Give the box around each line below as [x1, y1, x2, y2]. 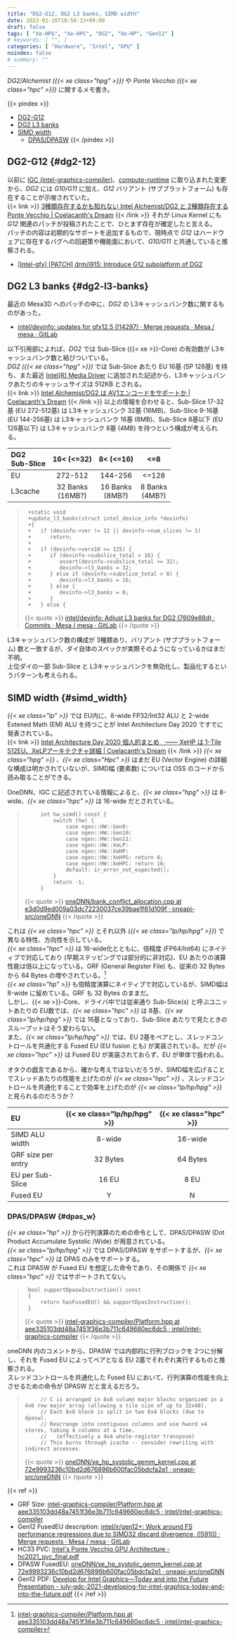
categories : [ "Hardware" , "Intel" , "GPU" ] [7, 43, 140, 50]
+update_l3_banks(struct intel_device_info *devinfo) [27, 515, 189, 522]
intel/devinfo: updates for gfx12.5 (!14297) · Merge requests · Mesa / [17, 323, 215, 331]
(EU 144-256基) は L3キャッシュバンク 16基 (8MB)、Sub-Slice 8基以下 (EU [7, 415, 223, 423]
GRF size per [11, 1150, 53, 1160]
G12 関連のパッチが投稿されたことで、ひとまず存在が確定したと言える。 [7, 219, 216, 228]
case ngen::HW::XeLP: [65, 842, 129, 849]
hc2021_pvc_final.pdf [17, 1553, 79, 1561]
